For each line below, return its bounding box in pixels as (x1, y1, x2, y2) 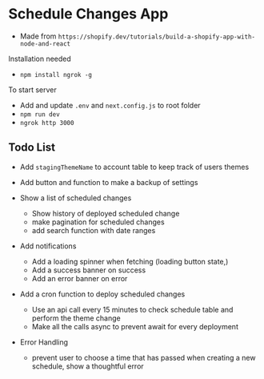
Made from (19, 31, 57, 41)
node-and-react (19, 39, 71, 48)
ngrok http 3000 (19, 119, 74, 127)
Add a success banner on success (31, 265, 146, 275)
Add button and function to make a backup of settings (19, 177, 198, 187)
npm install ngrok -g (19, 71, 92, 79)
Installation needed (8, 54, 72, 63)
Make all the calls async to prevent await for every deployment (31, 321, 238, 331)
